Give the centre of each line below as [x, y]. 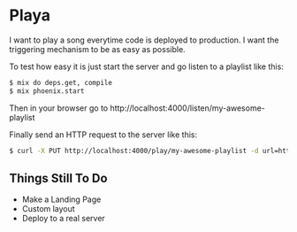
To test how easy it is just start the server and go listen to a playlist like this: [147, 66]
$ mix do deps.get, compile [61, 82]
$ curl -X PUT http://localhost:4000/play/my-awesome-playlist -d [134, 151]
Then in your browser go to [59, 108]
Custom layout [48, 209]
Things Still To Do [58, 178]
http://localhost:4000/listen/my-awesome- [187, 108]
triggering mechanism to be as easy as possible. [97, 49]
